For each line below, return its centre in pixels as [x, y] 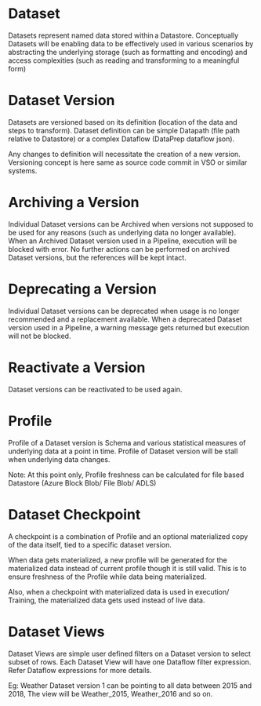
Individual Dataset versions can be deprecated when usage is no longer [124, 311]
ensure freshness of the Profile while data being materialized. [107, 577]
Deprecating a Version [82, 289]
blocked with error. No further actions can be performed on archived [119, 249]
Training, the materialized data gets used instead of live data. [107, 600]
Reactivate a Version [77, 368]
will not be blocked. [40, 336]
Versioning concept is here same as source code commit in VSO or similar [128, 162]
